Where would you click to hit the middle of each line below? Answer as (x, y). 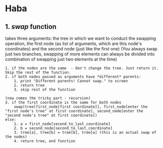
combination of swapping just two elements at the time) (61, 59)
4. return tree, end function (45, 141)
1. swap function (31, 27)
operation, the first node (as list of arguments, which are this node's (73, 44)
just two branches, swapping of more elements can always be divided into (80, 54)
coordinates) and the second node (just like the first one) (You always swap (81, 49)
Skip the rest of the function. (38, 73)
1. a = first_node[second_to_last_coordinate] (62, 124)
